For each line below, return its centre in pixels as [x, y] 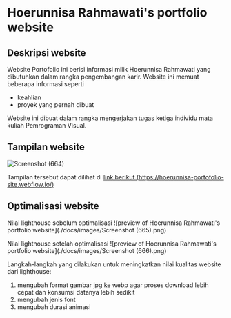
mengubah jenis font [46, 299]
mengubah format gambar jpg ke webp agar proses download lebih [113, 285]
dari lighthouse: [29, 271]
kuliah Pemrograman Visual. [47, 125]
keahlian [29, 97]
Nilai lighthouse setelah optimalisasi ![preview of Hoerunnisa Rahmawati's [112, 244]
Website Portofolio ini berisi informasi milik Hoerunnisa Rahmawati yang [109, 69]
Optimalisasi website [53, 206]
